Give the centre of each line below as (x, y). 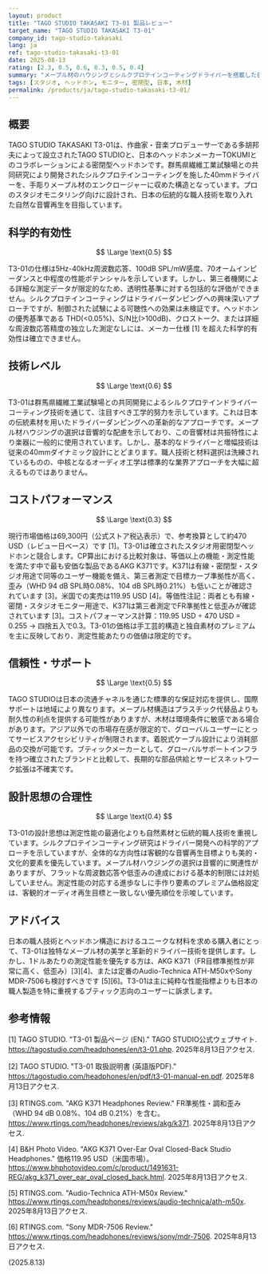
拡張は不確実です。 (46, 769)
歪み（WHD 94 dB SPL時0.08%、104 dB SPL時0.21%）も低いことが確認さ (131, 586)
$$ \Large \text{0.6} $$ (134, 386)
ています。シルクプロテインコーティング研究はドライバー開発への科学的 (126, 843)
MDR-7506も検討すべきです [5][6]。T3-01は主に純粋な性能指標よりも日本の (133, 981)
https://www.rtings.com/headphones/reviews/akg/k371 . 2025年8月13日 (126, 1123)
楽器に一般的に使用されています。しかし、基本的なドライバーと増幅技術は (137, 442)
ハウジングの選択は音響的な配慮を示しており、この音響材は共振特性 (134, 432)
